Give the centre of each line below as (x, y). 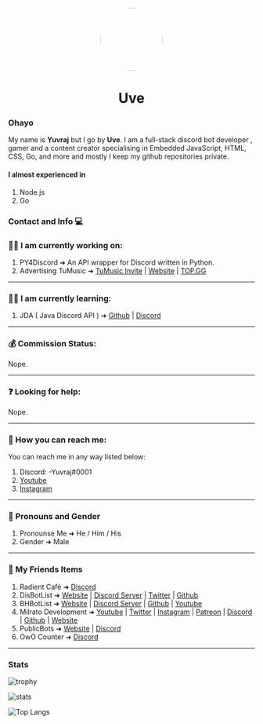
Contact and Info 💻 (46, 221)
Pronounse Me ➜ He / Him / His (70, 533)
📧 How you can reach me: (58, 440)
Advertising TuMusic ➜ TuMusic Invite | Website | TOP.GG (113, 270)
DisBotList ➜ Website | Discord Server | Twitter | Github (109, 595)
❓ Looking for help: (45, 392)
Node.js (32, 192)
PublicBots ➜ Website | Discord (70, 628)
